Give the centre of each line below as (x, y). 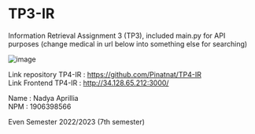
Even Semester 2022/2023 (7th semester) (77, 121)
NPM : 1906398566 (40, 106)
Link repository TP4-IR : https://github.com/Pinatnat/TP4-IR (105, 74)
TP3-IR (31, 14)
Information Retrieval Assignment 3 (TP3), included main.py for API (117, 35)
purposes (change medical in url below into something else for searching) (128, 43)
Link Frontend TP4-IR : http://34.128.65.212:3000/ (89, 83)
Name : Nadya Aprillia (43, 98)
